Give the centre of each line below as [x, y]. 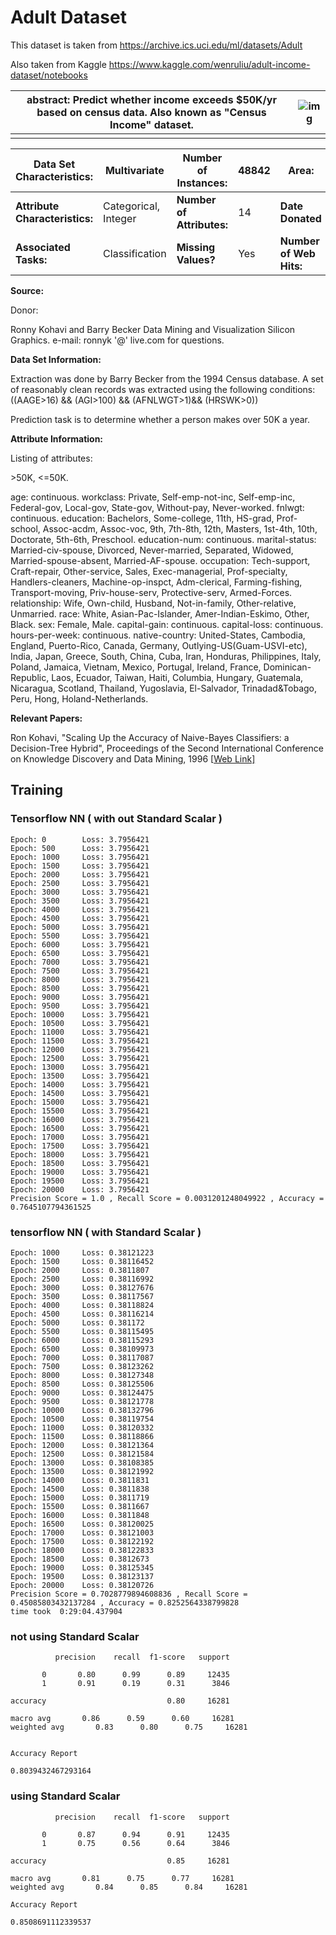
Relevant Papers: [46, 718]
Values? [196, 259]
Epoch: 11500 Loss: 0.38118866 [82, 1436]
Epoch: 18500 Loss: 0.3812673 [80, 1559]
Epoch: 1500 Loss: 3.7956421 [80, 866]
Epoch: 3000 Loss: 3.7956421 [80, 892]
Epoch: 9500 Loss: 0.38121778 [82, 1401]
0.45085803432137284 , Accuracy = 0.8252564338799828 [125, 1602]
